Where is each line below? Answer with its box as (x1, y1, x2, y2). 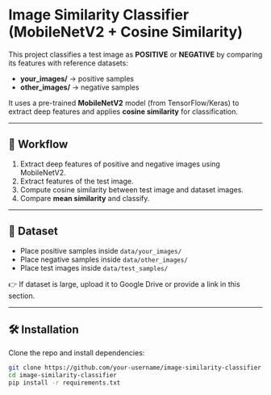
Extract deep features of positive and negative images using (19, 159, 220, 169)
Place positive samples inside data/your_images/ (19, 246, 182, 255)
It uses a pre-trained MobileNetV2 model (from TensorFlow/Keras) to (8, 98, 240, 107)
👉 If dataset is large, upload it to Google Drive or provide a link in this (8, 279, 240, 288)
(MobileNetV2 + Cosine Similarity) (8, 23, 244, 41)
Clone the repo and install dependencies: (8, 348, 145, 358)
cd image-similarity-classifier (8, 372, 117, 380)
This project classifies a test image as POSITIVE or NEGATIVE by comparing (8, 49, 263, 59)
